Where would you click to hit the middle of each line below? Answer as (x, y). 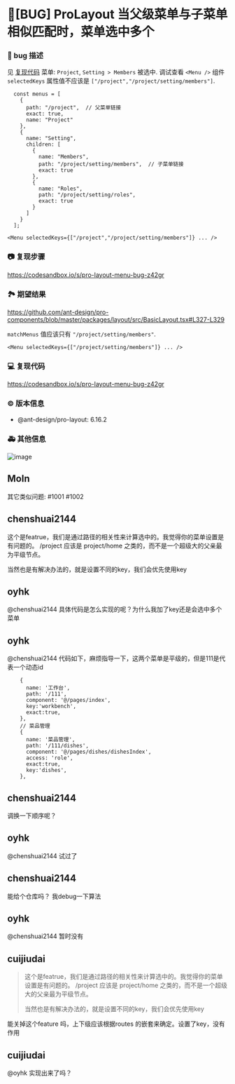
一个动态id (28, 668)
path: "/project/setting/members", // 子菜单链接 (111, 164)
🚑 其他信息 (27, 439)
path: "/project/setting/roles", (87, 195)
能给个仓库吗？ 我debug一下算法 (54, 896)
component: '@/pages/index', (68, 700)
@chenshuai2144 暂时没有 (45, 936)
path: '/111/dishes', (57, 746)
